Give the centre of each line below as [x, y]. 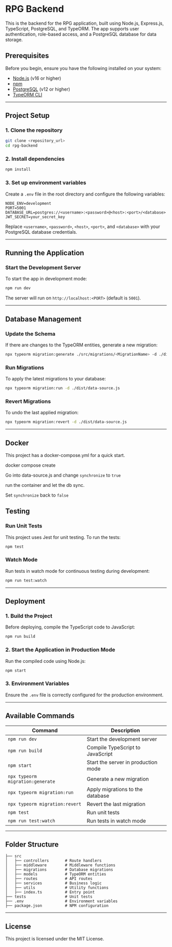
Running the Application [45, 253]
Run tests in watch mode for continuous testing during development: [78, 571]
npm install [18, 170]
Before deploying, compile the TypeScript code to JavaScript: [70, 627]
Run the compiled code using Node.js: [46, 661]
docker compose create [30, 465]
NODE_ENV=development [28, 203]
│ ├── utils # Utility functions [57, 888]
